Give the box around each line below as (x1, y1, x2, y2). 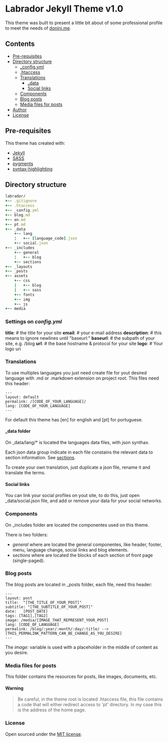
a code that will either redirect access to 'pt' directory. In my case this (17, 702, 162, 708)
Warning (5, 685, 24, 691)
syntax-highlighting (12, 166, 53, 172)
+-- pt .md (5, 222, 26, 227)
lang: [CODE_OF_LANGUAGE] (5, 622, 59, 627)
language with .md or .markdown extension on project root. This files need (5, 375, 159, 381)
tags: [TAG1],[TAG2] (5, 613, 49, 618)
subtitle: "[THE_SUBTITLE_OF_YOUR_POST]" (5, 604, 93, 609)
